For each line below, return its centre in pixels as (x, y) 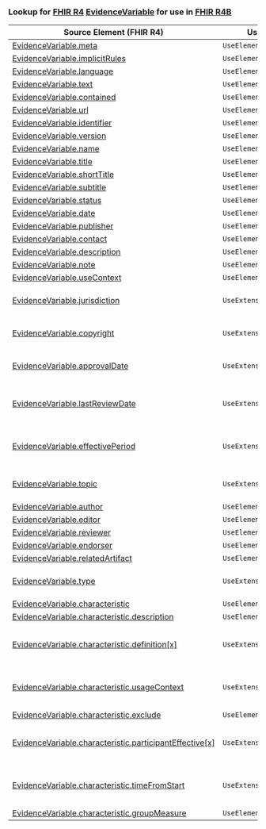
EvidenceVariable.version (59, 136)
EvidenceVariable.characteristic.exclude (87, 715)
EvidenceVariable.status (57, 201)
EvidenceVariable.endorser (63, 546)
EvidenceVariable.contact (60, 239)
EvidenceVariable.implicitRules (69, 59)
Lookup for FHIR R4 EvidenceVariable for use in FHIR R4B (120, 12)
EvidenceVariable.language (63, 71)
